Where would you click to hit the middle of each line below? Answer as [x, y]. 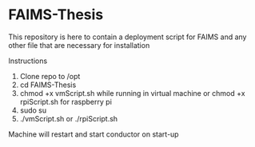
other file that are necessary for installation [79, 45]
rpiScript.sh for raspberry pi [66, 101]
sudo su [33, 110]
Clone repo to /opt [50, 76]
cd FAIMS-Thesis [48, 85]
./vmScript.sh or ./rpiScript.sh [69, 118]
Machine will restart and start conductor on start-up [94, 134]
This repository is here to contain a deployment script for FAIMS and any [127, 37]
